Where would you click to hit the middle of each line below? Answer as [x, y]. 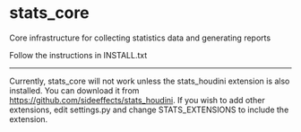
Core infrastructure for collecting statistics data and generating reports [140, 38]
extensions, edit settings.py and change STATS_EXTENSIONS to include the [149, 110]
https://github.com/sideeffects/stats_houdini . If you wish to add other [138, 100]
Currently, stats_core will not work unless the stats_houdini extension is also [150, 81]
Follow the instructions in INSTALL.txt [78, 55]
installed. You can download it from [74, 90]
